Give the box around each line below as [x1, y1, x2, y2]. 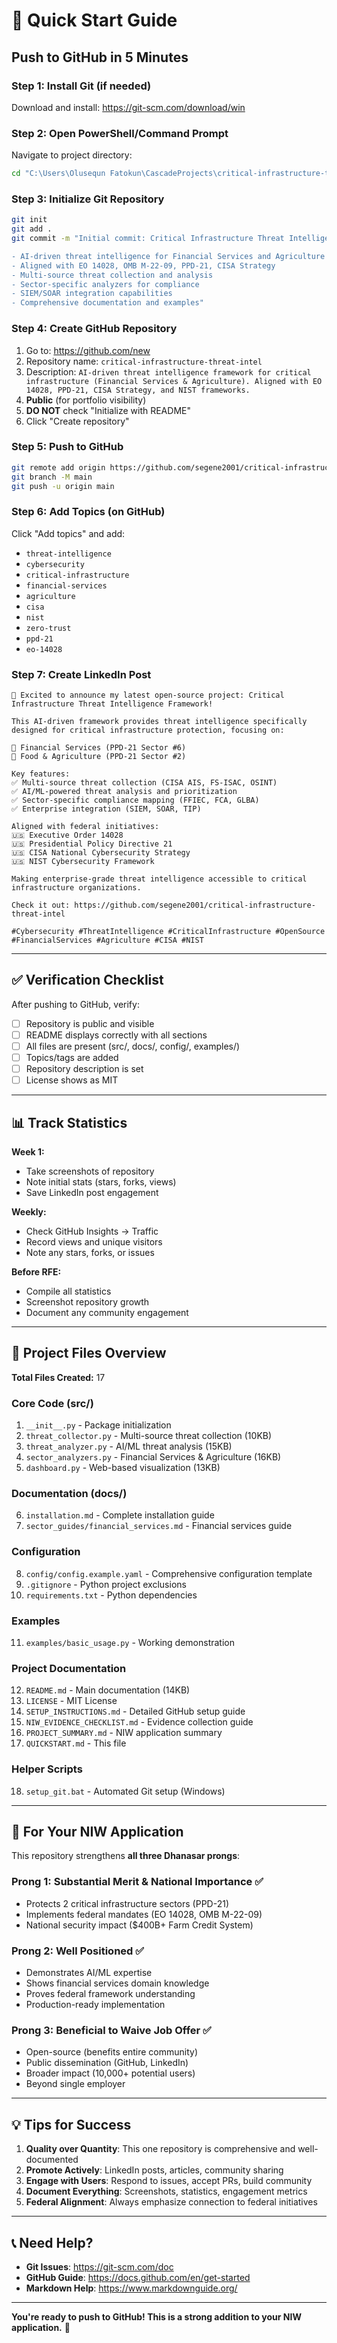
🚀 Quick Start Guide [11, 9, 178, 32]
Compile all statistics [25, 1285, 112, 1298]
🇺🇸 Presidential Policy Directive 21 [11, 839, 173, 849]
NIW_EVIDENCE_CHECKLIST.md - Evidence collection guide [25, 1716, 254, 1728]
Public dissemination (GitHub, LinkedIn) [25, 2057, 189, 2069]
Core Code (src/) [11, 1396, 94, 1410]
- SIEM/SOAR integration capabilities [11, 289, 173, 299]
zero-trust [25, 623, 72, 633]
